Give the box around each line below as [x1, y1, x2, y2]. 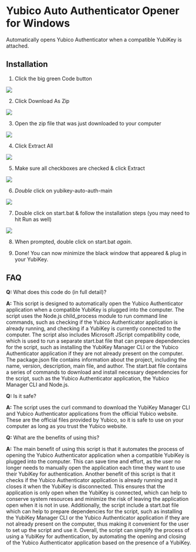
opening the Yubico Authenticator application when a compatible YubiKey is [6, 451, 190, 459]
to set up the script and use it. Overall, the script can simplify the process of [6, 526, 190, 533]
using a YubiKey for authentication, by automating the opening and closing [6, 533, 187, 540]
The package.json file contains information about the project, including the [6, 356, 187, 363]
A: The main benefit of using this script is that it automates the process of [6, 445, 185, 452]
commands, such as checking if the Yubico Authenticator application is [6, 319, 178, 326]
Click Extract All [14, 142, 53, 149]
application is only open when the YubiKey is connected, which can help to [6, 489, 187, 496]
